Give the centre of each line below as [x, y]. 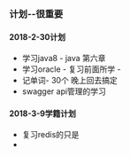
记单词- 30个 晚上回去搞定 [69, 81]
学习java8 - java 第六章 [64, 58]
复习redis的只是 [50, 135]
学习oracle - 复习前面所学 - [71, 69]
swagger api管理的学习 [64, 91]
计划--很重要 [36, 13]
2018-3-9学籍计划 [43, 113]
